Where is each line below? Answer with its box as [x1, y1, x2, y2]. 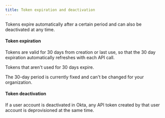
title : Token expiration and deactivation [5, 7, 95, 13]
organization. [5, 79, 33, 85]
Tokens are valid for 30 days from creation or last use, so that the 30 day [5, 49, 156, 55]
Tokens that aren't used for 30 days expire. [5, 64, 94, 70]
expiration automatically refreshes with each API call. [5, 54, 115, 60]
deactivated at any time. [5, 26, 55, 33]
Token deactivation [5, 91, 47, 97]
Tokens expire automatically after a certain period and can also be [5, 21, 142, 27]
